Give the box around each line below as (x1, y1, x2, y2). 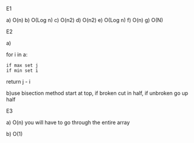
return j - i (6, 78, 31, 85)
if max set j (6, 62, 39, 68)
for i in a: (6, 51, 28, 58)
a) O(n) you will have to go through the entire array (6, 119, 131, 126)
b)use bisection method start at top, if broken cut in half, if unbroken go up (6, 90, 189, 97)
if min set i (6, 68, 39, 74)
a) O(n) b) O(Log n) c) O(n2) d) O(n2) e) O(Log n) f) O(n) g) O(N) (6, 17, 163, 23)
